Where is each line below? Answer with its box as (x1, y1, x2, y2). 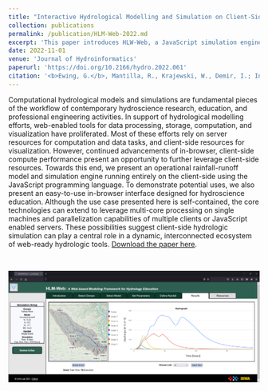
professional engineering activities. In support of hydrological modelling (8, 112, 245, 122)
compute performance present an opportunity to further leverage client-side (8, 154, 259, 164)
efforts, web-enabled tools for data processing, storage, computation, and (8, 120, 253, 130)
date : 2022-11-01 (8, 46, 66, 55)
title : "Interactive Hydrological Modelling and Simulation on (8, 13, 223, 21)
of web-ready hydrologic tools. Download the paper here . (8, 239, 198, 249)
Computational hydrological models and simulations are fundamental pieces (8, 94, 258, 104)
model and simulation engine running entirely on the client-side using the (8, 171, 249, 181)
